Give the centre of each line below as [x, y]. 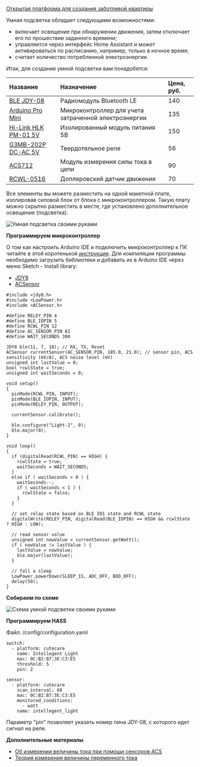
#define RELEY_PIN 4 [32, 316]
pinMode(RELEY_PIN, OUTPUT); [48, 404]
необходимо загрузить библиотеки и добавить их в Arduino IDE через [95, 260]
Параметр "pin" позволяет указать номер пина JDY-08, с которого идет [98, 722]
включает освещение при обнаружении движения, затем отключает [102, 32]
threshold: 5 [33, 664]
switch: [16, 643]
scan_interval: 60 [40, 690]
